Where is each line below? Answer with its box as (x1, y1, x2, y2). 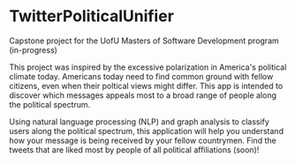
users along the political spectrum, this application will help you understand (9, 125, 284, 136)
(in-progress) (9, 44, 57, 55)
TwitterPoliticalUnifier (9, 6, 175, 26)
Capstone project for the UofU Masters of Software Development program (9, 35, 280, 46)
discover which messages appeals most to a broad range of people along (9, 90, 276, 101)
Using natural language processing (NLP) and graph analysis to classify (9, 116, 269, 127)
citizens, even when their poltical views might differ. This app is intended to (9, 80, 284, 91)
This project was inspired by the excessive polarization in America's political (9, 62, 287, 72)
